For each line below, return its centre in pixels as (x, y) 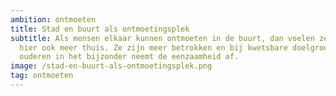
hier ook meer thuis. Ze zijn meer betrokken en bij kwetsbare (153, 47)
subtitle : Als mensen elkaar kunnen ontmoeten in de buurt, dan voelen (162, 38)
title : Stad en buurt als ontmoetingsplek (100, 29)
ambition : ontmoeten (53, 19)
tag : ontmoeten (42, 76)
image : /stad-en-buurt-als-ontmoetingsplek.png (111, 66)
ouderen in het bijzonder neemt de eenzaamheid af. (129, 57)
